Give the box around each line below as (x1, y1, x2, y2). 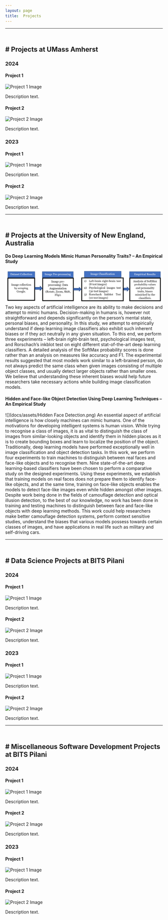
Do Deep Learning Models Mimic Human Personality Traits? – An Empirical (5, 253, 163, 259)
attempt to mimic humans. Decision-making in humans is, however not (5, 310, 150, 316)
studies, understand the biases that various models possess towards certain (5, 519, 162, 525)
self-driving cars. (5, 529, 41, 535)
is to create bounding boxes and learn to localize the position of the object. (5, 439, 159, 445)
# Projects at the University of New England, (5, 231, 146, 239)
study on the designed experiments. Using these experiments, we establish (5, 471, 160, 477)
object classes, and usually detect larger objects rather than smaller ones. (5, 368, 157, 374)
